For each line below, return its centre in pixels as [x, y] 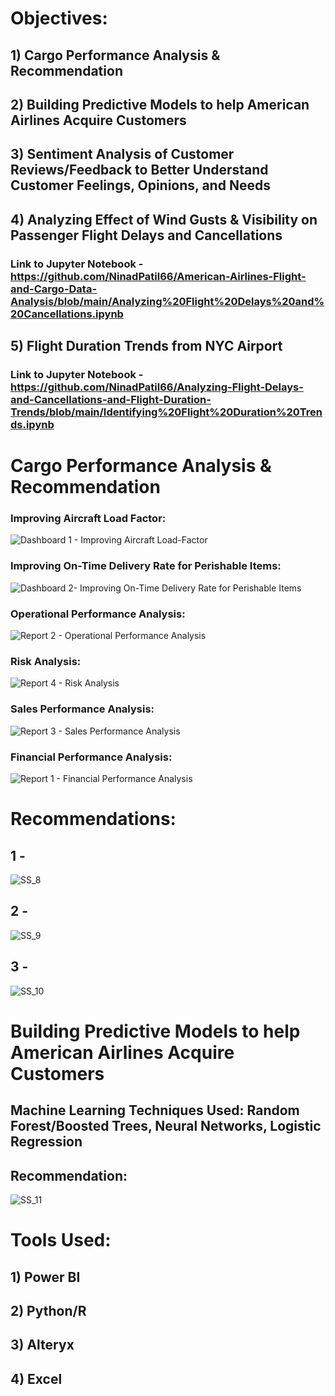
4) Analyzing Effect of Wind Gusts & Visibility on [164, 219]
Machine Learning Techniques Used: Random [155, 1110]
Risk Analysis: [46, 661]
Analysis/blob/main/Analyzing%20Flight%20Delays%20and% [167, 301]
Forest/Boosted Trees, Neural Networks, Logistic [166, 1126]
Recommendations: [93, 819]
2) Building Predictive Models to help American [160, 104]
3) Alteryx [42, 1345]
